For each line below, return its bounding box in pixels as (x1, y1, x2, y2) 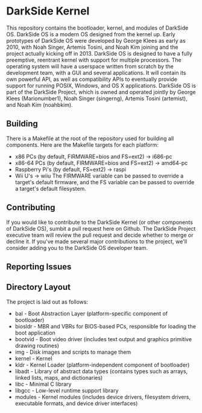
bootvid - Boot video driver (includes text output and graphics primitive (14, 335, 192, 342)
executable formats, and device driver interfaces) (14, 400, 138, 407)
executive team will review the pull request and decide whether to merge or (6, 231, 194, 239)
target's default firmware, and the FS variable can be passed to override (14, 178, 195, 185)
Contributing (6, 202, 55, 213)
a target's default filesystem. (14, 185, 86, 192)
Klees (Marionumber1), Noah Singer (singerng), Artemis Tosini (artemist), (6, 95, 188, 102)
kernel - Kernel (14, 354, 52, 362)
